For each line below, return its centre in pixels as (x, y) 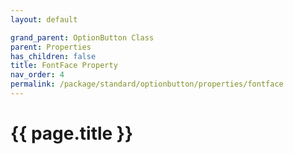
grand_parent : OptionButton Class (82, 37)
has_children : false (53, 56)
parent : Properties (51, 47)
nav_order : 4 (37, 75)
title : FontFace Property (64, 66)
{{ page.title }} (72, 133)
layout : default (44, 19)
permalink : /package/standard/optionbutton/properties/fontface (147, 84)
